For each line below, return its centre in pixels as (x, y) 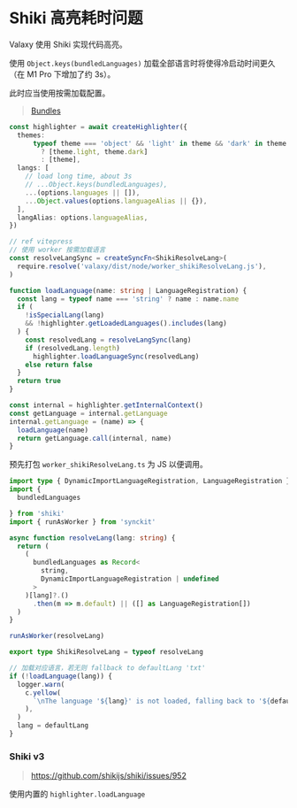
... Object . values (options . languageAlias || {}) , (116, 201)
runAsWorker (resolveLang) (57, 636)
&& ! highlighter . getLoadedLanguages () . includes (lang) (126, 324)
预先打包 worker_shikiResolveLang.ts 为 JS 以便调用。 (108, 465)
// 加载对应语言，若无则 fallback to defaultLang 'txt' (107, 668)
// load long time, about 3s (79, 177)
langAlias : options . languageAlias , (83, 218)
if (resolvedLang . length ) (73, 348)
